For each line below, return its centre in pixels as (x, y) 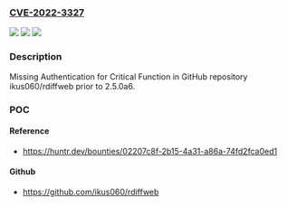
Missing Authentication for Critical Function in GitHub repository (129, 76)
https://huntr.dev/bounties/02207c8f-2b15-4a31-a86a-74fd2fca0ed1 (150, 151)
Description (36, 57)
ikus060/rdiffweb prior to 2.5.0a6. (72, 86)
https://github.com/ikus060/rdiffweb (91, 192)
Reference (29, 131)
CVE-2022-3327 (47, 13)
